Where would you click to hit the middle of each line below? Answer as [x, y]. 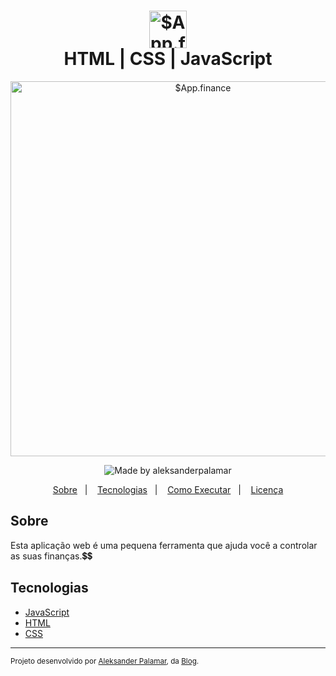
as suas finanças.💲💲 [51, 556]
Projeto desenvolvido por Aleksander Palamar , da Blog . [105, 661]
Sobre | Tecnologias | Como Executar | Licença [168, 489]
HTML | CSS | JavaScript [168, 59]
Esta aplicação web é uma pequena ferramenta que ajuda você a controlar [164, 545]
